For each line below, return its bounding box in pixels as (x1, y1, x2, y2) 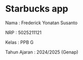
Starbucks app (5, 3, 68, 15)
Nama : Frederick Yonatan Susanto (5, 20, 77, 26)
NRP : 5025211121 (5, 29, 42, 35)
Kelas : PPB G (5, 39, 34, 45)
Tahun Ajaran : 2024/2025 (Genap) (5, 49, 78, 55)
